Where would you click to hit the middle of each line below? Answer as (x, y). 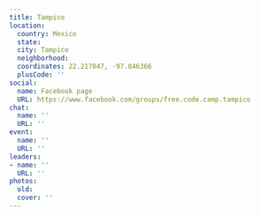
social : (23, 83)
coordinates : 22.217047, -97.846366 (84, 67)
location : (27, 26)
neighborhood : (43, 58)
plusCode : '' (41, 75)
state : (29, 42)
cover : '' (35, 198)
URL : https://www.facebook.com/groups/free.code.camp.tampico (134, 99)
